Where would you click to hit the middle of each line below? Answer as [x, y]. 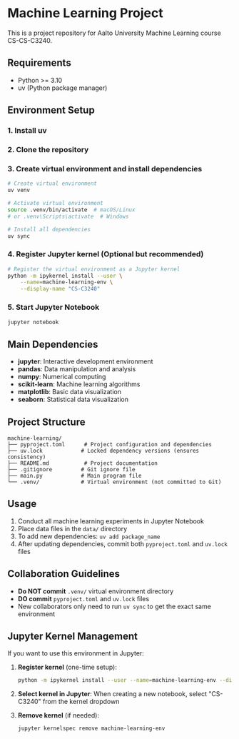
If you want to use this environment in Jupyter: [76, 653]
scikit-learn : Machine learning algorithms [79, 384]
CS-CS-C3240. [30, 40]
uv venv [19, 191]
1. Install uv [27, 131]
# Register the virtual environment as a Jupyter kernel [94, 269]
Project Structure [46, 422]
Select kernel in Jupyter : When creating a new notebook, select [112, 694]
